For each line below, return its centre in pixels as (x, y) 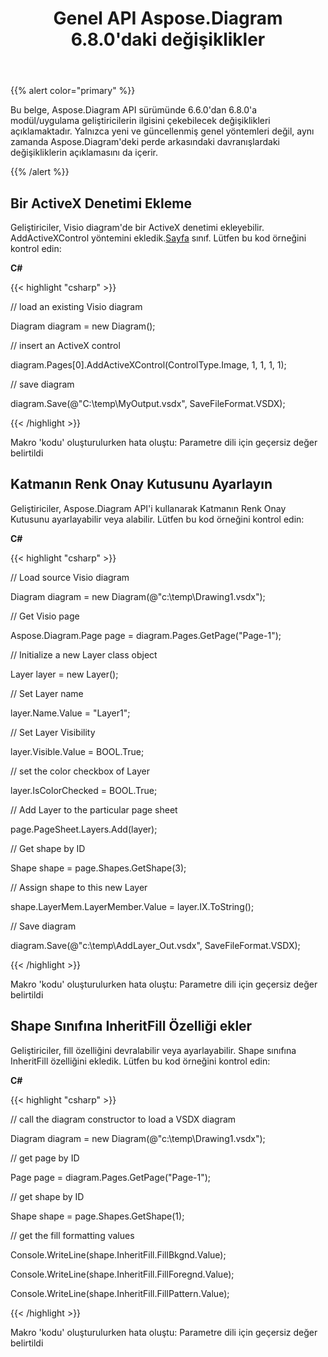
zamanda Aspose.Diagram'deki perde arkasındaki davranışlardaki (145, 142)
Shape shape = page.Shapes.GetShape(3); (98, 868)
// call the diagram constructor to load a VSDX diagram (123, 1119)
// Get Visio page (45, 616)
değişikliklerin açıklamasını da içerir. (84, 153)
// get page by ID (45, 1158)
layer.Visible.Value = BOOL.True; (77, 751)
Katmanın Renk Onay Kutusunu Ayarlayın (141, 484)
